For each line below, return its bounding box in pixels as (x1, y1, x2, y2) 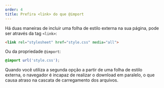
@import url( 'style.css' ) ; (5, 58, 60, 63)
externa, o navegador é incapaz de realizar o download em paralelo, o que (5, 72, 155, 78)
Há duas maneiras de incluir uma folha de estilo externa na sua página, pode (5, 25, 159, 31)
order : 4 (5, 7, 23, 12)
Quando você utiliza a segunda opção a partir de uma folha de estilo (5, 67, 143, 73)
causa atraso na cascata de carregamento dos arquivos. (5, 77, 119, 83)
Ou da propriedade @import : (5, 48, 61, 54)
